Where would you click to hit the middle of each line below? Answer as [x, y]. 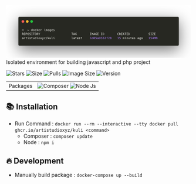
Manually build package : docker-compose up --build [78, 175]
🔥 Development [35, 161]
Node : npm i [39, 142]
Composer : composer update [58, 136]
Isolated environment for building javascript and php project [78, 62]
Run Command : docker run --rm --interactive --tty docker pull [97, 124]
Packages [21, 86]
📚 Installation [32, 106]
